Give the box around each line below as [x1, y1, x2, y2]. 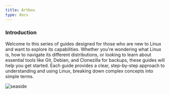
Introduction [5, 29, 37, 36]
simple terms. [5, 73, 34, 79]
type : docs [5, 12, 29, 17]
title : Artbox [5, 7, 36, 13]
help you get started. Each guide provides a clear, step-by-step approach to [5, 62, 165, 68]
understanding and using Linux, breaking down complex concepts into [5, 67, 154, 74]
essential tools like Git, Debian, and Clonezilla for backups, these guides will [5, 57, 165, 63]
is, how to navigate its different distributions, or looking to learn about [5, 52, 152, 58]
